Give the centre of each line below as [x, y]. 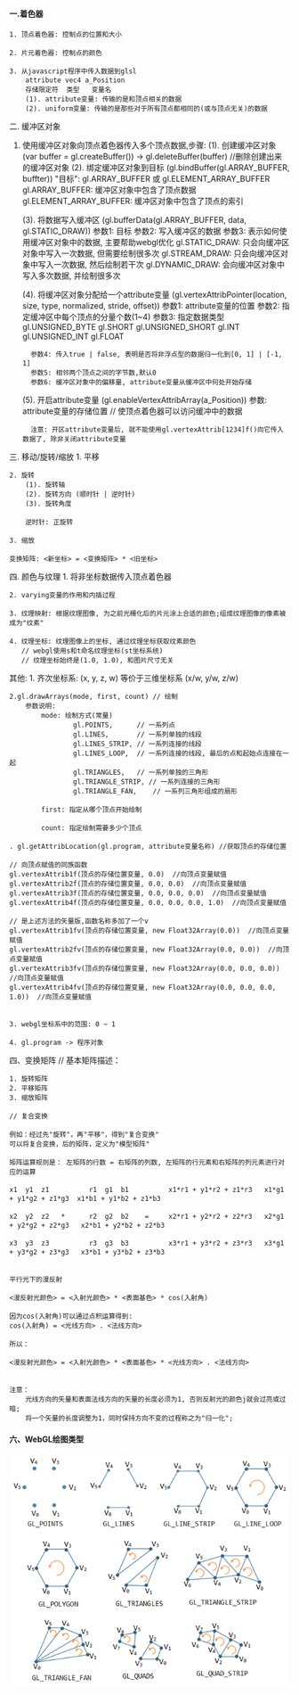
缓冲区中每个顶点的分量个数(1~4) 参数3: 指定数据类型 [127, 317]
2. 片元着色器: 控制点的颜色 [56, 53]
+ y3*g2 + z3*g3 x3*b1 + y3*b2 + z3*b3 [87, 1253]
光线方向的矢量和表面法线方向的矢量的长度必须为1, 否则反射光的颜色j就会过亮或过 [156, 1400]
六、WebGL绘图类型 [47, 1439]
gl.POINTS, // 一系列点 [124, 725]
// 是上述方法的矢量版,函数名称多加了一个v [79, 922]
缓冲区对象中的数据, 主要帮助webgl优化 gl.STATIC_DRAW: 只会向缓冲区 [160, 243]
